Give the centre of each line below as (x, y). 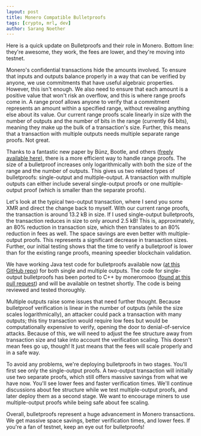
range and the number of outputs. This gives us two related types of (91, 171)
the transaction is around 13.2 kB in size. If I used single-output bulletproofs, (100, 214)
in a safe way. (23, 353)
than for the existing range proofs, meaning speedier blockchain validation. (99, 253)
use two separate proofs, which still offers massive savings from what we (97, 377)
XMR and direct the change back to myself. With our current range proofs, (98, 208)
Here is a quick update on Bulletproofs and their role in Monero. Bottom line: (100, 46)
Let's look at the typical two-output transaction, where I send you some (94, 202)
